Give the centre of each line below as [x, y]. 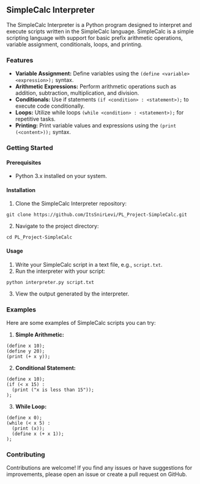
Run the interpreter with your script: [60, 271]
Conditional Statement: [45, 368]
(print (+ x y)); [28, 356]
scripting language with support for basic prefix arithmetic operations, [95, 38]
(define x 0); [24, 418]
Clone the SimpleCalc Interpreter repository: [71, 204]
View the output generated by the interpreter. [72, 294]
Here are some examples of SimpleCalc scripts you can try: [81, 322]
